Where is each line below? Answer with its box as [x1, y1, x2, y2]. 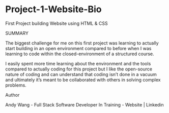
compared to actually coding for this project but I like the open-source [5, 66, 153, 72]
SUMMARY [5, 30, 29, 36]
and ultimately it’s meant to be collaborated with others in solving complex [5, 77, 161, 83]
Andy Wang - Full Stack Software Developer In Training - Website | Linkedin [5, 101, 164, 107]
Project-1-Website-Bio [5, 4, 102, 15]
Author [5, 92, 20, 98]
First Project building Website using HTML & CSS [5, 20, 108, 26]
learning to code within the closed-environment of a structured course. [5, 51, 154, 57]
